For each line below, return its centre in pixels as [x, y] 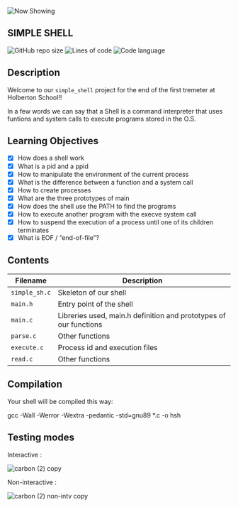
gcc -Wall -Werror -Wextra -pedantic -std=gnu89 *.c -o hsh [94, 415]
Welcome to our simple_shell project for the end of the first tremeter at [111, 89]
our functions [80, 325]
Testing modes [41, 438]
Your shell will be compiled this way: [60, 401]
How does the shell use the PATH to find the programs [97, 206]
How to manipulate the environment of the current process [103, 174]
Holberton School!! [35, 97]
